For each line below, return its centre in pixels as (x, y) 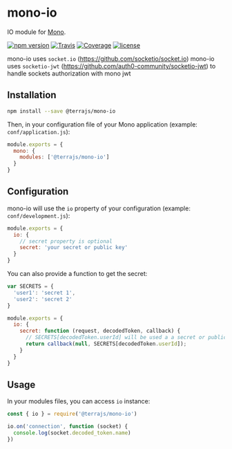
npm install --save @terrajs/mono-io (61, 111)
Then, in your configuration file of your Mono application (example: (103, 124)
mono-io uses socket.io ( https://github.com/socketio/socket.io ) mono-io (111, 58)
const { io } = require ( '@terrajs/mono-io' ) (72, 414)
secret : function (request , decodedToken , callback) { (100, 331)
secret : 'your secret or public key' (74, 248)
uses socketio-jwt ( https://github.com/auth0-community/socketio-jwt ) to (112, 66)
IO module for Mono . (37, 32)
